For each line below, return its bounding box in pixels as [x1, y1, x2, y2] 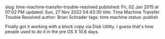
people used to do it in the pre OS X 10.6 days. [5, 29, 99, 34]
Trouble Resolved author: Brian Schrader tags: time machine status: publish [5, 14, 159, 20]
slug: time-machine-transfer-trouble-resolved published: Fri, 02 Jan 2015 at [5, 4, 159, 10]
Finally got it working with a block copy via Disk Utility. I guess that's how [5, 24, 154, 29]
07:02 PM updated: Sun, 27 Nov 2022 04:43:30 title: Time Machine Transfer [5, 9, 160, 15]
